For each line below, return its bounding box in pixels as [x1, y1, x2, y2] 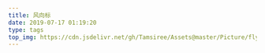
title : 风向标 [8, 11, 51, 19]
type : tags [8, 26, 44, 34]
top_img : [8, 33, 37, 41]
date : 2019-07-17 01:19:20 [8, 19, 97, 26]
